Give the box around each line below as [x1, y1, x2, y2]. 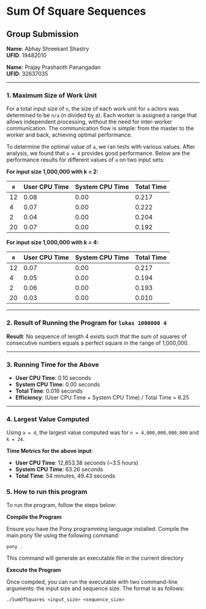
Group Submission [6, 29, 79, 39]
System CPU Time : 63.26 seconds [15, 466, 104, 473]
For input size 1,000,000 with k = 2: [6, 168, 99, 176]
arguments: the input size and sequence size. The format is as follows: [6, 585, 185, 592]
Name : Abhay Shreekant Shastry [6, 45, 90, 52]
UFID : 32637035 [6, 70, 48, 77]
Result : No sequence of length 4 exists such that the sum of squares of [6, 332, 187, 340]
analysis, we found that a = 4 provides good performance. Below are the [6, 149, 190, 157]
